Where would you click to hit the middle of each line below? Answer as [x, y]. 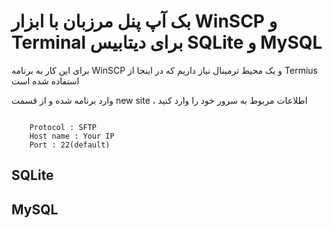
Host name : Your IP [72, 136]
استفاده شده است [45, 81]
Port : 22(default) [70, 145]
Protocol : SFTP [63, 127]
